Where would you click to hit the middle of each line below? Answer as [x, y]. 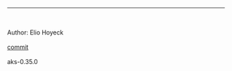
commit [18, 47]
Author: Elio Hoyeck [35, 32]
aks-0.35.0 [22, 62]
